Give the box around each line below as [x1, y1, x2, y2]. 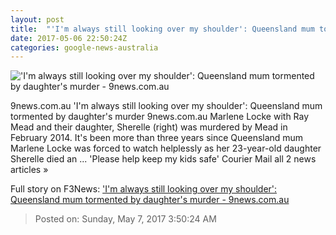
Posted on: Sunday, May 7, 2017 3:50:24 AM [34, 213, 217, 225]
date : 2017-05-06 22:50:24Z [10, 33, 128, 43]
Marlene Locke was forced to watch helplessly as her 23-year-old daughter [10, 142, 322, 155]
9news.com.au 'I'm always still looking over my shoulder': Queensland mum [10, 100, 323, 112]
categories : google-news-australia [10, 42, 159, 53]
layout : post [10, 14, 65, 25]
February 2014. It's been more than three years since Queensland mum [10, 132, 304, 144]
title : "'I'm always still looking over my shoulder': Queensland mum [10, 24, 315, 34]
